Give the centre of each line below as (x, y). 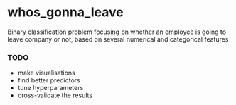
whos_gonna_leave (65, 12)
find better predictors (49, 80)
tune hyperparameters (50, 88)
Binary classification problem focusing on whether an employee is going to (117, 32)
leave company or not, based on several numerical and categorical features (118, 39)
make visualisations (47, 73)
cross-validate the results (55, 95)
